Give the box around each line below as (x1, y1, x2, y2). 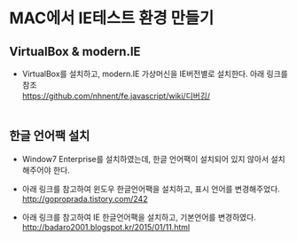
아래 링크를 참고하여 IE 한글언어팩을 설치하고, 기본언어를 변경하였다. (21, 212, 257, 222)
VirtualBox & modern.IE (9, 43, 141, 58)
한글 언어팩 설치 (9, 128, 90, 144)
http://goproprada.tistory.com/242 (21, 193, 148, 204)
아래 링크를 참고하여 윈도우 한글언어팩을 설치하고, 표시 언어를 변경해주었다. (21, 183, 281, 194)
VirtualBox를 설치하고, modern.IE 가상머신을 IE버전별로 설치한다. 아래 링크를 (21, 68, 288, 79)
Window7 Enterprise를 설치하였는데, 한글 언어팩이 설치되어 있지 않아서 (21, 153, 270, 164)
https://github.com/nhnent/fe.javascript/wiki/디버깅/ (21, 90, 211, 101)
